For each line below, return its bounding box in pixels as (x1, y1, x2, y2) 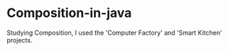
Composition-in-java (6, 5, 132, 21)
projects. (6, 35, 33, 44)
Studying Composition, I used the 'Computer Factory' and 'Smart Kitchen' (6, 28, 222, 37)
